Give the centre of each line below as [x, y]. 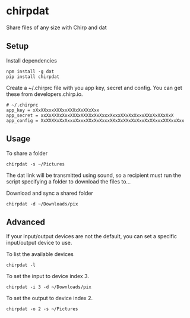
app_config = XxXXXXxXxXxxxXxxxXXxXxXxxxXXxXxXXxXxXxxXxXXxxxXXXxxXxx [95, 120]
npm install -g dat [30, 71]
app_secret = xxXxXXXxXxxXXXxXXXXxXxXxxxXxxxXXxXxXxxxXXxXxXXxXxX [90, 115]
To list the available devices [40, 254]
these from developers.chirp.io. [45, 94]
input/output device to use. [39, 243]
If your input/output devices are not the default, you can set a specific [91, 236]
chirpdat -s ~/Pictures [36, 164]
